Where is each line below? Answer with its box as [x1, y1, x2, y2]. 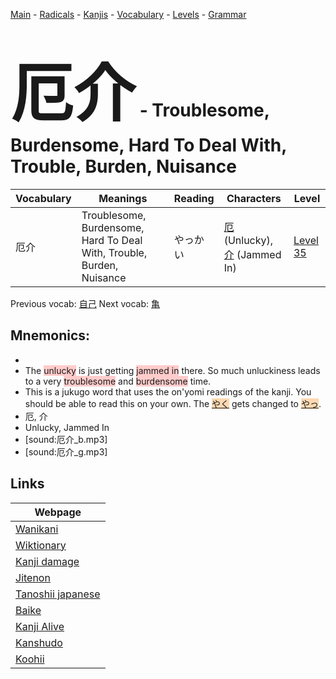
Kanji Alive [15, 619, 65, 633]
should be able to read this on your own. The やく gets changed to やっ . [24, 397, 322, 409]
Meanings [98, 191, 148, 205]
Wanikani [15, 522, 59, 536]
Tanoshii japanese [15, 587, 101, 601]
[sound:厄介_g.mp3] [24, 445, 108, 458]
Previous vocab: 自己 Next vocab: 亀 [10, 297, 160, 309]
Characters [226, 191, 282, 205]
